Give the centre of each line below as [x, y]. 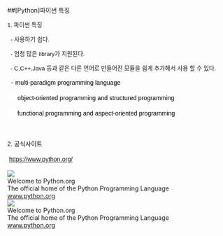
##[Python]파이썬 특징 [38, 10]
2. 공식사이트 [25, 144]
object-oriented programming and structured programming [96, 98]
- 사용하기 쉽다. [30, 40]
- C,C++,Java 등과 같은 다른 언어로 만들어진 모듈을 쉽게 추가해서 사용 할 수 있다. [113, 69]
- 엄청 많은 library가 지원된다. [48, 54]
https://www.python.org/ [41, 159]
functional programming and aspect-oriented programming [96, 113]
